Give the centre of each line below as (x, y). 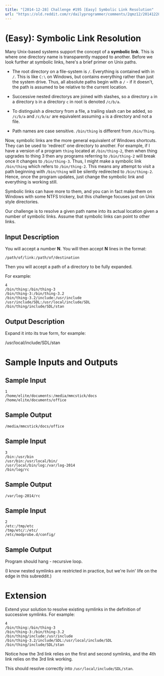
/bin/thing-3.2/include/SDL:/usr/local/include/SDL (59, 641)
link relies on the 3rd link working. (39, 659)
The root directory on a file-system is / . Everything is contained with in (83, 72)
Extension (26, 596)
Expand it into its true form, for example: (46, 333)
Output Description (35, 321)
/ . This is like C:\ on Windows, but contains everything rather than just (83, 77)
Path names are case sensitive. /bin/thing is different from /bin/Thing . (84, 131)
